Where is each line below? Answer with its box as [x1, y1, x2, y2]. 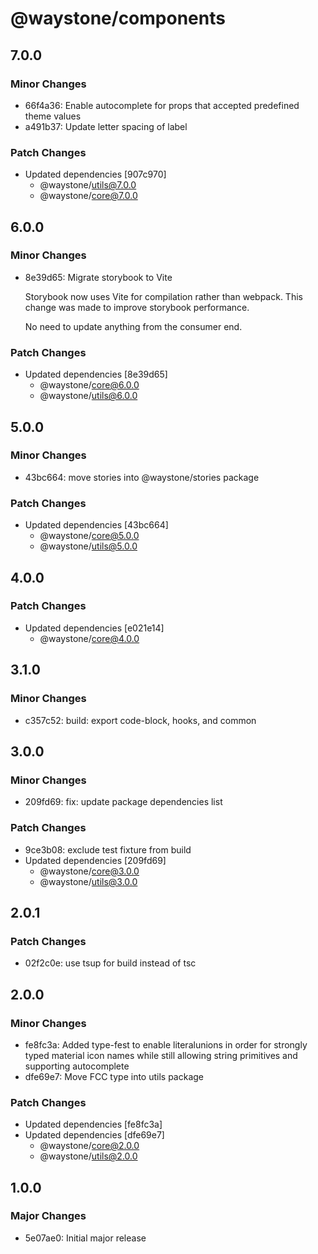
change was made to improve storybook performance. [24, 301, 250, 313]
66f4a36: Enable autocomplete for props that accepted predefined [24, 99, 300, 111]
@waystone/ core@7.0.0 [39, 190, 138, 202]
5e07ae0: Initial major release [24, 1232, 147, 1244]
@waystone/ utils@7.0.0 [39, 179, 137, 191]
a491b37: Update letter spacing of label [24, 120, 188, 132]
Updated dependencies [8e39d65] [24, 368, 168, 381]
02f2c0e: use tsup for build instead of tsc [24, 957, 197, 969]
